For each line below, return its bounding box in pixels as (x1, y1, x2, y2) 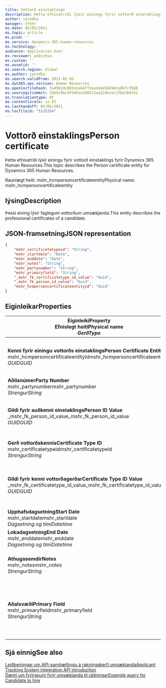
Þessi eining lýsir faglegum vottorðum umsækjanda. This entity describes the (5, 210, 161, 216)
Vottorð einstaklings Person (5, 130, 120, 141)
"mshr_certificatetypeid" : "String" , (14, 247, 92, 252)
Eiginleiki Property (67, 317, 111, 324)
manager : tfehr (5, 21, 37, 26)
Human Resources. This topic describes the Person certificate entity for (5, 162, 150, 168)
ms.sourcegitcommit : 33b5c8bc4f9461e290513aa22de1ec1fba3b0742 (5, 90, 138, 95)
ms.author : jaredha (5, 72, 45, 77)
